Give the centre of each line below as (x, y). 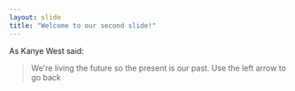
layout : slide (35, 17)
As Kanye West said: (47, 50)
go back (46, 77)
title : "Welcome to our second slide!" (83, 26)
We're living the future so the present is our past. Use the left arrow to (158, 68)
